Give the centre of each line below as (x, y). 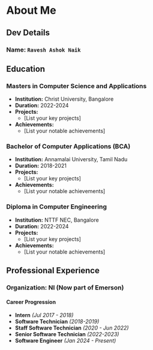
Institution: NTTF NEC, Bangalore (57, 220)
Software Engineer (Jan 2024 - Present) (65, 341)
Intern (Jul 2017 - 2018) (44, 315)
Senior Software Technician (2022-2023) (67, 334)
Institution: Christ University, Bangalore (64, 99)
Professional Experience (53, 271)
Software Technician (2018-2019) (57, 322)
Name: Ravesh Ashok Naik (43, 50)
